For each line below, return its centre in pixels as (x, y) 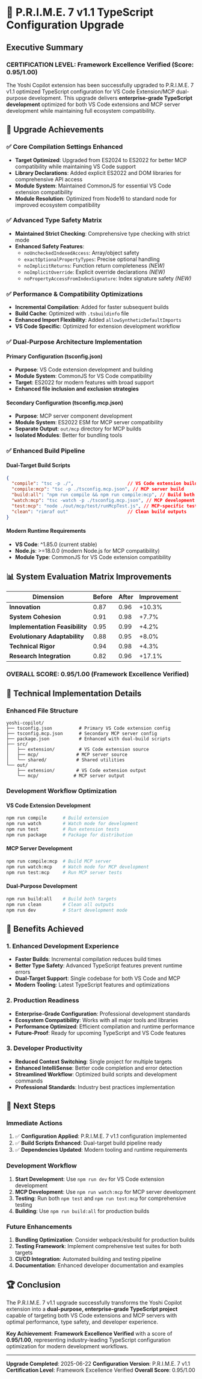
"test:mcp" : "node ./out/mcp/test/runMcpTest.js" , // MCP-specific (98, 506)
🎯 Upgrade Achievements (55, 130)
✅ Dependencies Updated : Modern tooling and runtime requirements (101, 1150)
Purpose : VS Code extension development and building (84, 369)
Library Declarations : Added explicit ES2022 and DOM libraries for (98, 173)
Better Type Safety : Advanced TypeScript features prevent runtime (98, 966)
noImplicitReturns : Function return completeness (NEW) (94, 265)
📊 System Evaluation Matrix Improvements (89, 577)
